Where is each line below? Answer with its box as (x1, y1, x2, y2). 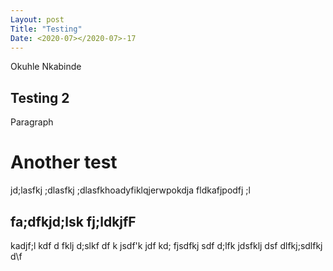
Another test (10, 151, 118, 174)
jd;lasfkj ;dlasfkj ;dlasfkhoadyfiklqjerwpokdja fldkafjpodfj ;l (10, 184, 251, 196)
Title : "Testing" (10, 24, 83, 34)
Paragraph (10, 116, 54, 128)
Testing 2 (10, 89, 70, 106)
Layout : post (10, 14, 65, 25)
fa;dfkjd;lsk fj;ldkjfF (10, 213, 137, 230)
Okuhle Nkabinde (10, 61, 82, 73)
